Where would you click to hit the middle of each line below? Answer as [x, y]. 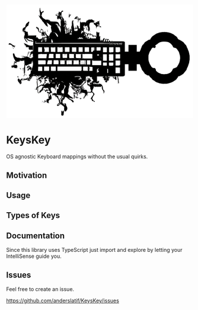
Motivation [27, 175]
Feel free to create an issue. [40, 289]
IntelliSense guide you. [34, 256]
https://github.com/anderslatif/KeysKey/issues [63, 301]
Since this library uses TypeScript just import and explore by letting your [94, 250]
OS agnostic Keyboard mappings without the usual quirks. [77, 156]
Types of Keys [33, 215]
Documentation [36, 236]
